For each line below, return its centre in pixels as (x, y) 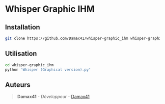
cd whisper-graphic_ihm (29, 65)
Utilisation (21, 54)
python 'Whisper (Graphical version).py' (48, 70)
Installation (23, 27)
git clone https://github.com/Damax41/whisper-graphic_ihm (67, 38)
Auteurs (18, 85)
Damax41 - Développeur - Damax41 (53, 97)
